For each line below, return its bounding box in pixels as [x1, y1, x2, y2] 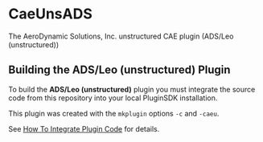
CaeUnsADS [8, 5, 92, 23]
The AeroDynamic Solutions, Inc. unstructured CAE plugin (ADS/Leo [8, 31, 234, 41]
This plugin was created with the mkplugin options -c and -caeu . [8, 108, 220, 118]
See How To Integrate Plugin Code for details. [8, 124, 160, 133]
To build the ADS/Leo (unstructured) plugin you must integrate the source [8, 84, 256, 94]
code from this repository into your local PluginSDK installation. [8, 93, 218, 103]
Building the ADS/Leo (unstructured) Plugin [8, 63, 231, 77]
